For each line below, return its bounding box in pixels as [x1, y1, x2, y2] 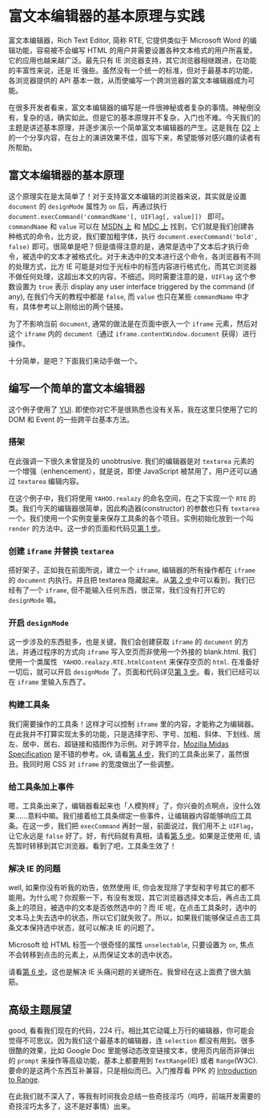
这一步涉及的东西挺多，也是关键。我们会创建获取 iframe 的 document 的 [8, 637, 242, 647]
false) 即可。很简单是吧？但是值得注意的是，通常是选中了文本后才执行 [8, 242, 243, 251]
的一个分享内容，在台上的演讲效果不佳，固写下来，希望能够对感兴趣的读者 [8, 132, 254, 142]
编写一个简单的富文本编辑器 [8, 382, 146, 396]
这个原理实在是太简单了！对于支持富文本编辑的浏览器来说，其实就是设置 [8, 191, 247, 201]
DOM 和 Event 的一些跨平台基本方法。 [8, 414, 134, 424]
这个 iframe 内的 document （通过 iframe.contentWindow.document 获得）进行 [8, 328, 257, 338]
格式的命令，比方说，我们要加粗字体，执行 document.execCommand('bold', [14, 231, 259, 241]
